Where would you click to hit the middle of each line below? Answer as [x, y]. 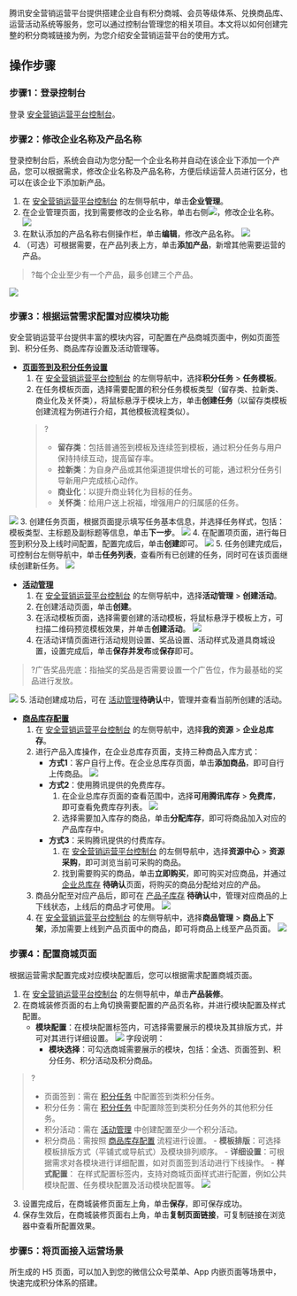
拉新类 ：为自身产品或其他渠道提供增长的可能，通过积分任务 [166, 470]
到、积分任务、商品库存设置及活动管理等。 [87, 349]
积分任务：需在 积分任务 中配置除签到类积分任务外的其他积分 [155, 1107]
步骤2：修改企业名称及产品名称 [76, 139]
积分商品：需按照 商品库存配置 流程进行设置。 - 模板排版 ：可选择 [162, 1140]
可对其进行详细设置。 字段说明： [100, 1038]
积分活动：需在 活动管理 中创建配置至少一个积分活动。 [143, 1129]
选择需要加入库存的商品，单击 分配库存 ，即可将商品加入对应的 [174, 818]
